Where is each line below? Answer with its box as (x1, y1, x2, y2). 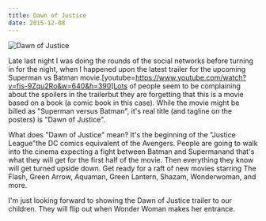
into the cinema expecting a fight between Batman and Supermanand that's (8, 147, 255, 156)
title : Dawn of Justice (8, 11, 87, 20)
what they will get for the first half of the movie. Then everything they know (8, 155, 254, 164)
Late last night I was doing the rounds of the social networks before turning (8, 56, 253, 66)
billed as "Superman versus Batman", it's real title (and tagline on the (8, 106, 232, 115)
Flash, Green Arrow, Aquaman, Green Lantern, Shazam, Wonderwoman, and (8, 171, 256, 182)
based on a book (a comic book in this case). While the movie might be (8, 98, 240, 107)
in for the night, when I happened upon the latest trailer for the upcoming (8, 64, 246, 73)
